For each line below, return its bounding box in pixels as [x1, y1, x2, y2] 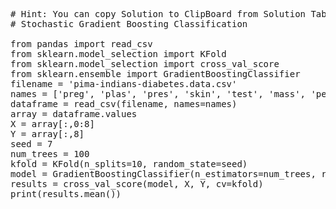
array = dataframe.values [10, 109, 138, 119]
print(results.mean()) [10, 189, 122, 199]
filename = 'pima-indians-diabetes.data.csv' [10, 79, 238, 89]
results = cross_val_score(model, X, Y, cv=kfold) [10, 179, 264, 189]
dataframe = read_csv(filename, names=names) [10, 99, 238, 109]
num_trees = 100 [10, 149, 90, 159]
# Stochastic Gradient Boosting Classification [10, 19, 248, 29]
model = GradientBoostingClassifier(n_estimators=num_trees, [10, 169, 317, 179]
